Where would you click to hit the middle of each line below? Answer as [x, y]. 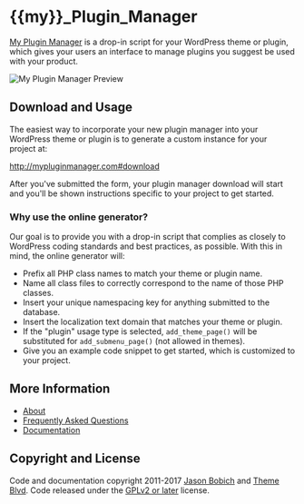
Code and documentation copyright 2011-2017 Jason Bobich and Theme [144, 480]
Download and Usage [71, 108]
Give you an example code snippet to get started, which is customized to [159, 351]
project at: [29, 148]
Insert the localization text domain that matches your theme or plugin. [152, 322]
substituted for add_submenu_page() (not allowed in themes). [134, 341]
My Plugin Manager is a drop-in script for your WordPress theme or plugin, [149, 42]
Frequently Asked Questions [75, 420]
